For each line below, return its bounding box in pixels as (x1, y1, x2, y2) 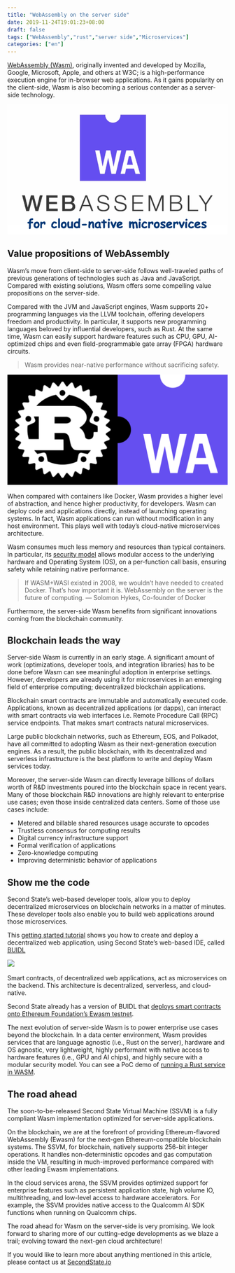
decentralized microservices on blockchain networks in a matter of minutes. (7, 903, 226, 911)
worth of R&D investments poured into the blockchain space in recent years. (7, 783, 227, 791)
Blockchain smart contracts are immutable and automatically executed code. (7, 697, 228, 705)
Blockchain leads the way (7, 634, 121, 646)
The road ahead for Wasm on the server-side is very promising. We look (7, 1222, 215, 1230)
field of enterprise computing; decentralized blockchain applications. (7, 683, 206, 691)
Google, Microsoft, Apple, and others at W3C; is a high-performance (7, 69, 205, 77)
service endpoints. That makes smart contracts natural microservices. (7, 718, 209, 728)
